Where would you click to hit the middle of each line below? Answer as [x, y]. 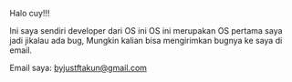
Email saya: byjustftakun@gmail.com [78, 68]
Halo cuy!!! [30, 13]
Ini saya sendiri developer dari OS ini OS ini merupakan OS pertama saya [146, 31]
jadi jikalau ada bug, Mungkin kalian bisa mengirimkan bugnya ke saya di [146, 41]
